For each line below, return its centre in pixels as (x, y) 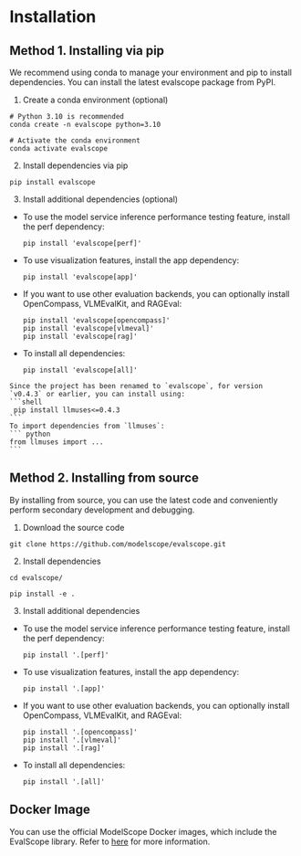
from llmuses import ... (57, 442)
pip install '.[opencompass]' (80, 732)
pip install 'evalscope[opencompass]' (96, 321)
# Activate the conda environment (75, 141)
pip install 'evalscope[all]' (80, 370)
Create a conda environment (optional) (95, 100)
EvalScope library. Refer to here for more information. (110, 841)
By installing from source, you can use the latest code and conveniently (144, 500)
